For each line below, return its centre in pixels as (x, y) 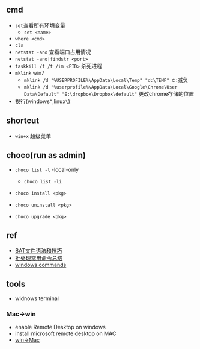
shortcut (23, 121)
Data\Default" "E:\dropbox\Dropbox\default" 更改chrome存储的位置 (109, 93)
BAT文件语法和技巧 (38, 251)
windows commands (41, 265)
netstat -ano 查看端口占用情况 (53, 52)
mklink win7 (30, 72)
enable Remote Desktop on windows (60, 327)
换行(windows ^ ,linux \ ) (43, 101)
